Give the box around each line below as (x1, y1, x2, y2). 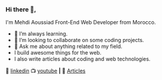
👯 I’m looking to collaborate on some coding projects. (14, 37, 144, 44)
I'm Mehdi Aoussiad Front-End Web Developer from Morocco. (5, 19, 156, 26)
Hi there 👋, (5, 5, 37, 14)
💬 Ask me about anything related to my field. (14, 43, 122, 50)
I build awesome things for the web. (14, 49, 102, 56)
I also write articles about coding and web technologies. (14, 56, 151, 63)
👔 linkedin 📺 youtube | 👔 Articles (5, 68, 86, 75)
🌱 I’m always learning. (14, 30, 68, 37)
